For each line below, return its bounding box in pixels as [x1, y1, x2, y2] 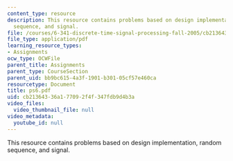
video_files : [7, 100, 45, 107]
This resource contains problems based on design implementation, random [7, 138, 222, 146]
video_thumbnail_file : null [13, 106, 95, 113]
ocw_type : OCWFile [7, 55, 60, 62]
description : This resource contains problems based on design [7, 17, 194, 23]
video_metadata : [7, 113, 54, 120]
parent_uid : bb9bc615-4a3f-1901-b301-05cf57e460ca [7, 74, 157, 82]
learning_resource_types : [7, 42, 82, 49]
